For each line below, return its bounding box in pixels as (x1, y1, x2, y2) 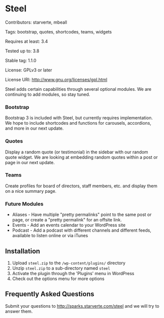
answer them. (5, 308, 33, 314)
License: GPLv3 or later (5, 67, 53, 73)
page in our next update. (5, 159, 55, 165)
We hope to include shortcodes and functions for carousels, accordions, (5, 120, 151, 126)
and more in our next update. (5, 125, 64, 131)
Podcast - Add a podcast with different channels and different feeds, (12, 227, 151, 233)
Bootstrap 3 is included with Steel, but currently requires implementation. (5, 115, 153, 121)
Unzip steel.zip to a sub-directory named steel (12, 265, 110, 271)
